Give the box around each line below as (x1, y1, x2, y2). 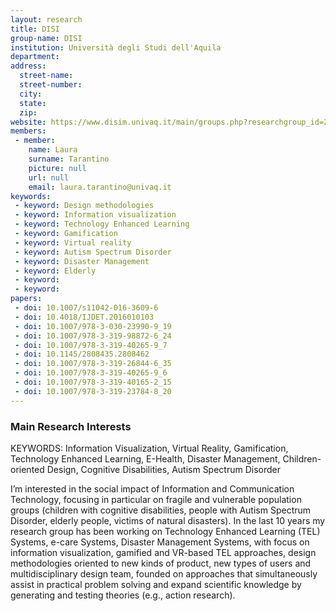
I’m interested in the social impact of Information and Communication (10, 482, 295, 495)
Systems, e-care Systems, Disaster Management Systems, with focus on (10, 536, 310, 548)
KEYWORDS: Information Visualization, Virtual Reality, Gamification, (10, 442, 289, 454)
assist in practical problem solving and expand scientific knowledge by (10, 578, 302, 590)
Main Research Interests (10, 419, 132, 433)
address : (10, 61, 47, 71)
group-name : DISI (10, 33, 83, 43)
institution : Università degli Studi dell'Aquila (10, 42, 222, 53)
